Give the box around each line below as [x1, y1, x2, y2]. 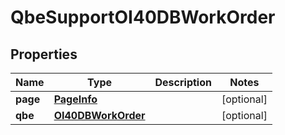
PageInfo [53, 92, 98, 106]
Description [154, 76, 212, 89]
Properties [10, 46, 78, 63]
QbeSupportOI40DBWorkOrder [10, 6, 276, 29]
